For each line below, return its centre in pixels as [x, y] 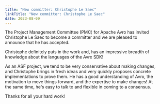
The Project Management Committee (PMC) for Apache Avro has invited [77, 32]
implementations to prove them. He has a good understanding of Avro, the [79, 77]
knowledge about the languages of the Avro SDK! [54, 57]
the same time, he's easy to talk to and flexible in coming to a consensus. [78, 87]
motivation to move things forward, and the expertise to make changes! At [79, 82]
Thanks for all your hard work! [35, 96]
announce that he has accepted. [37, 43]
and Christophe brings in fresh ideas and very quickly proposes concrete [78, 72]
